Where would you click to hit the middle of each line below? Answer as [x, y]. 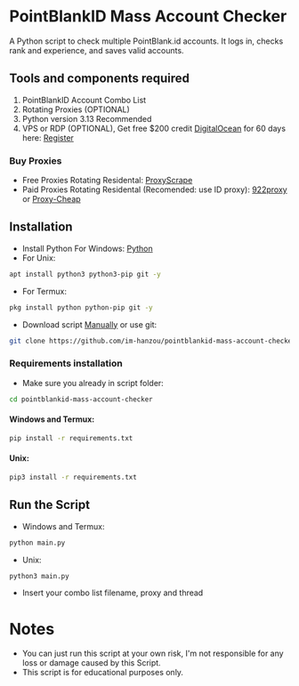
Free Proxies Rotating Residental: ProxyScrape [107, 181]
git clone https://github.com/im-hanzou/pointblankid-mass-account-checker [153, 341]
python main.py [37, 543]
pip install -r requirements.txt [71, 438]
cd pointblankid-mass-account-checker [81, 399]
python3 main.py [39, 576]
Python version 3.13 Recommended [87, 118]
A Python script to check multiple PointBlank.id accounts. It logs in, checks [146, 41]
